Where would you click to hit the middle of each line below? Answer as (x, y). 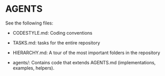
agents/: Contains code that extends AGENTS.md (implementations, (84, 62)
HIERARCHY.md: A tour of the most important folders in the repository (86, 53)
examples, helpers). (33, 68)
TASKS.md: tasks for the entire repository (56, 43)
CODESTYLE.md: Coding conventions (53, 33)
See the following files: (29, 23)
